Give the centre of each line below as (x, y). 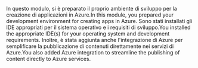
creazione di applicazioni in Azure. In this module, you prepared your (90, 15)
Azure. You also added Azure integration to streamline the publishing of (93, 52)
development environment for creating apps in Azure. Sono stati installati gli (99, 21)
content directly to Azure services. (49, 59)
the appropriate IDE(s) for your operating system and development (88, 34)
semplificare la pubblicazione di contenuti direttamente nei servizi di (90, 46)
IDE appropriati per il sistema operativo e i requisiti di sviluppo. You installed (98, 27)
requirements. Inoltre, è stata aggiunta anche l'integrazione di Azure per (95, 40)
